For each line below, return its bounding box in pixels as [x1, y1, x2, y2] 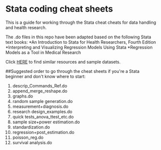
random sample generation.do [12, 98, 73, 104]
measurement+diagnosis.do [12, 103, 69, 109]
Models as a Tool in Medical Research [5, 50, 81, 55]
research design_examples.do [12, 108, 73, 115]
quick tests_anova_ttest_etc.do [12, 114, 74, 119]
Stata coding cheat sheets [5, 3, 113, 15]
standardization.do [12, 124, 50, 130]
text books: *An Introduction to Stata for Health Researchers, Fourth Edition [5, 39, 156, 45]
